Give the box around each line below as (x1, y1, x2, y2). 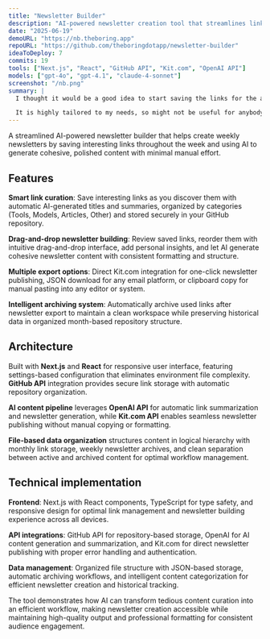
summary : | (8, 86, 45, 95)
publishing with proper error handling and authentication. (8, 547, 198, 557)
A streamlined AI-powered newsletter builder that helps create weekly (8, 131, 240, 141)
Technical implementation (8, 476, 142, 490)
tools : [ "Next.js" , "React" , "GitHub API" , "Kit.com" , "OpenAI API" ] (8, 64, 247, 73)
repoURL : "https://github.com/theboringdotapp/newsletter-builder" (8, 42, 239, 50)
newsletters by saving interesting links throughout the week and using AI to (8, 139, 257, 149)
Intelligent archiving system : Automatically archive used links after (8, 299, 231, 309)
